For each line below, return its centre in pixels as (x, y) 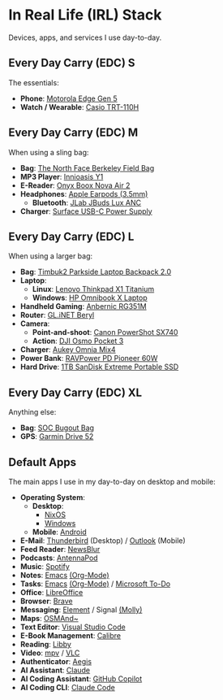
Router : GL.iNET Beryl (57, 315)
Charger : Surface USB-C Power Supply (86, 211)
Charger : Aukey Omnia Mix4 (68, 350)
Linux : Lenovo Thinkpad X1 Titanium (93, 289)
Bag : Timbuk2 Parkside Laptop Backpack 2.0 (96, 272)
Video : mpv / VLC (50, 653)
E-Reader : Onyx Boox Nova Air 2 (75, 185)
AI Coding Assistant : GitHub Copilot (81, 679)
